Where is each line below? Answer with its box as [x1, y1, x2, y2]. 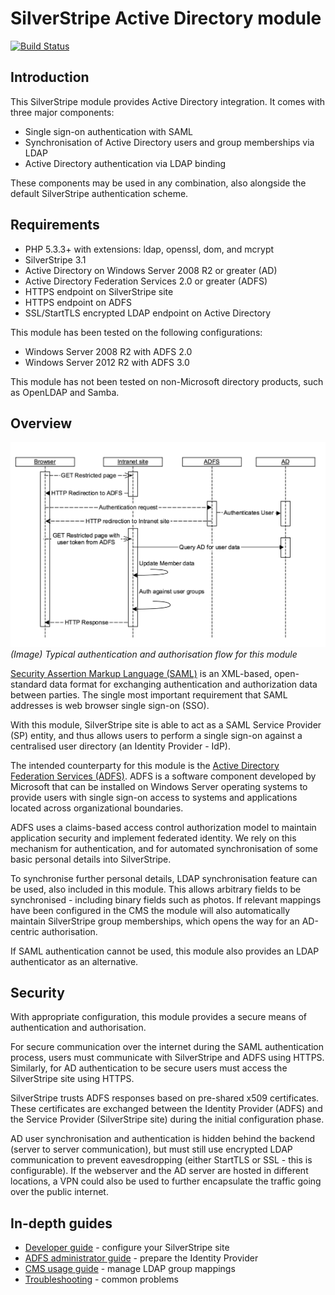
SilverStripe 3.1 [24, 253, 87, 266]
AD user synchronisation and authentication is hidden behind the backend [10, 1133, 316, 1145]
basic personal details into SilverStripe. [10, 853, 172, 865]
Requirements [10, 217, 100, 234]
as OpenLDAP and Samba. [10, 386, 120, 398]
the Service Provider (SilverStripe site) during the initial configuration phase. [10, 1113, 325, 1126]
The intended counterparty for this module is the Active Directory [10, 759, 280, 771]
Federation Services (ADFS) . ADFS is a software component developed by [10, 770, 317, 782]
